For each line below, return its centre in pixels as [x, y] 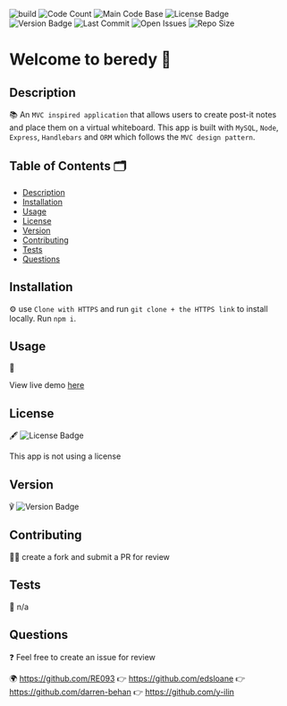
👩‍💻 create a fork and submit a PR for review [89, 556]
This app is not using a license [65, 456]
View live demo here [47, 385]
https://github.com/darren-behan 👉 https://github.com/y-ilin [122, 692]
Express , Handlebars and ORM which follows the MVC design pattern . [132, 137]
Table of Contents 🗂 [68, 166]
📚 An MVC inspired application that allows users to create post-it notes [143, 115]
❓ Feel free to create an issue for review [83, 657]
